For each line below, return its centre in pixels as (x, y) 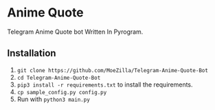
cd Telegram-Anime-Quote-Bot (59, 78)
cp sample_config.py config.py (62, 92)
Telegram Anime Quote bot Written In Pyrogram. (75, 32)
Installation (32, 53)
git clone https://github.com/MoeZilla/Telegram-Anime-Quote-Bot (112, 70)
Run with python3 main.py (54, 99)
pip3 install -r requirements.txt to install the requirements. (105, 85)
